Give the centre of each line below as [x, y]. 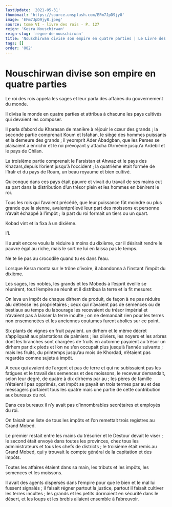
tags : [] [15, 43]
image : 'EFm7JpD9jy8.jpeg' [34, 19]
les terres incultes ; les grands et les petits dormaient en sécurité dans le [82, 493]
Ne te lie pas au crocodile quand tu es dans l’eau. [57, 258]
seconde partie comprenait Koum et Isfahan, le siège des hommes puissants [86, 135]
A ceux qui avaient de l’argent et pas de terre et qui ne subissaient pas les [83, 368]
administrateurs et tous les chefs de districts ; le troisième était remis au [81, 446]
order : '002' [19, 48]
